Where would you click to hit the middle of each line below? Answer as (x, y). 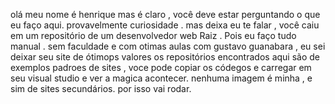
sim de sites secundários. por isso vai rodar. (101, 88)
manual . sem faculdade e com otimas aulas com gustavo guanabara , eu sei (168, 46)
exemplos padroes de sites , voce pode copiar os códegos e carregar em (161, 67)
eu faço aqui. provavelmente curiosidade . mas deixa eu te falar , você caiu (165, 25)
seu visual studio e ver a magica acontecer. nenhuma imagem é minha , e (161, 78)
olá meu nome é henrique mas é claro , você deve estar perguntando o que (165, 14)
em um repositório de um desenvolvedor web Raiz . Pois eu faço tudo (153, 35)
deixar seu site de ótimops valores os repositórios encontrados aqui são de (165, 57)
